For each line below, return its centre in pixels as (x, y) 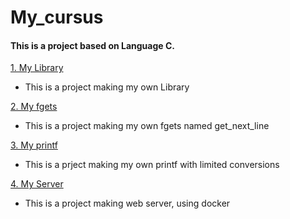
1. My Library (37, 68)
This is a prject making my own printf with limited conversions (152, 165)
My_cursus (57, 17)
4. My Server (37, 184)
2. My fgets (34, 107)
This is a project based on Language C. (92, 45)
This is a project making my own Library (107, 87)
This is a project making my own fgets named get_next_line (147, 126)
